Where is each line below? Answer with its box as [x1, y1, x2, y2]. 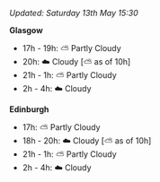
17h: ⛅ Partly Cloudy [22, 122, 101, 133]
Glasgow [9, 25, 43, 35]
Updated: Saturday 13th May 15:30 [9, 8, 138, 18]
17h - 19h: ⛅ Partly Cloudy [22, 43, 121, 53]
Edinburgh [9, 104, 49, 115]
